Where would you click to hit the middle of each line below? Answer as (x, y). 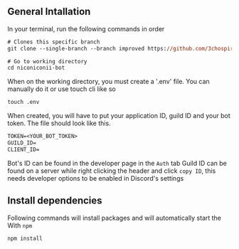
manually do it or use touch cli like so (62, 89)
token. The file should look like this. (59, 123)
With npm (20, 225)
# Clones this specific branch (54, 42)
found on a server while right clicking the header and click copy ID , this (112, 171)
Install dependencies (55, 201)
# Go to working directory (47, 61)
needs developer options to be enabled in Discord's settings (96, 178)
